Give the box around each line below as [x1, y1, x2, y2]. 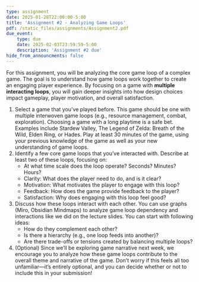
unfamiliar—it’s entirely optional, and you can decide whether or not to [14, 263, 187, 270]
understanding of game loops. [14, 143, 89, 150]
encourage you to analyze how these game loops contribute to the [14, 250, 178, 258]
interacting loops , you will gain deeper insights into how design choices [6, 88, 183, 95]
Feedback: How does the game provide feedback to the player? [23, 187, 179, 194]
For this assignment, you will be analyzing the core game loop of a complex [6, 69, 191, 76]
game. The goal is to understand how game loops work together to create [6, 75, 187, 82]
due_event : [6, 31, 33, 37]
